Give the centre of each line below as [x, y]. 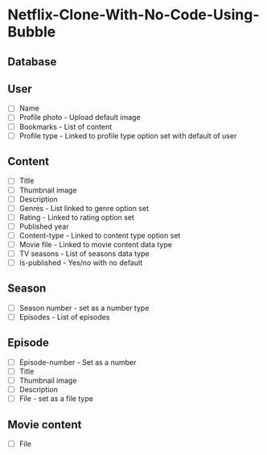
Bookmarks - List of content [66, 126]
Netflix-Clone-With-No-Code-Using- [133, 15]
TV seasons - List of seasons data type [84, 253]
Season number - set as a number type [84, 308]
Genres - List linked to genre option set [84, 208]
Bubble [32, 32]
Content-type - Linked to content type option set [100, 235]
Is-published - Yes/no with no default [81, 263]
